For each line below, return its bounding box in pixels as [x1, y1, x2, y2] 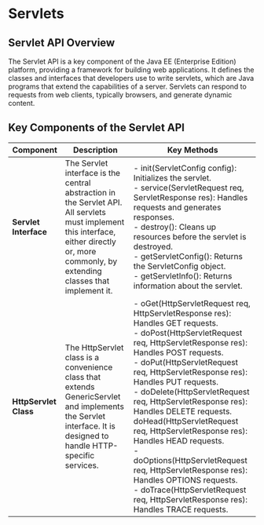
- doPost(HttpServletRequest [133, 327, 243, 338]
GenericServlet [64, 391, 121, 402]
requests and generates [133, 202, 222, 213]
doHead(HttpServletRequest [133, 415, 239, 426]
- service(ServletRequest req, [133, 182, 244, 193]
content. [8, 99, 35, 108]
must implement [64, 217, 125, 228]
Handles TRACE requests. [133, 504, 229, 515]
